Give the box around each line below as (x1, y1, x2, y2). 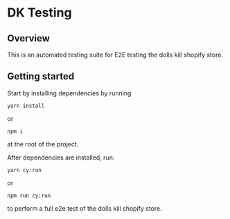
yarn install (7, 102, 45, 109)
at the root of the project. (7, 140, 79, 148)
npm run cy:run (7, 192, 51, 199)
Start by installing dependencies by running (7, 88, 132, 97)
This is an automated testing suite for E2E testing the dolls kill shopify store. (7, 50, 224, 59)
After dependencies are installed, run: (7, 153, 115, 162)
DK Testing (7, 5, 72, 21)
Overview (7, 32, 51, 44)
